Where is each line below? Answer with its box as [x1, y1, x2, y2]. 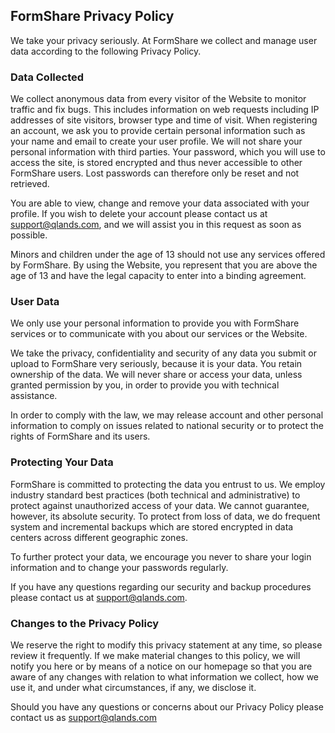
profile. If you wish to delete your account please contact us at [10, 208, 268, 220]
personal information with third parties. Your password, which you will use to [10, 146, 326, 158]
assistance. [10, 390, 58, 402]
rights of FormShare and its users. [10, 430, 151, 443]
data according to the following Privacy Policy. [10, 45, 202, 57]
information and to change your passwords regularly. [10, 561, 229, 573]
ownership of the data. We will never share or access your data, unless [10, 369, 303, 381]
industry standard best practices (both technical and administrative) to [10, 489, 301, 501]
